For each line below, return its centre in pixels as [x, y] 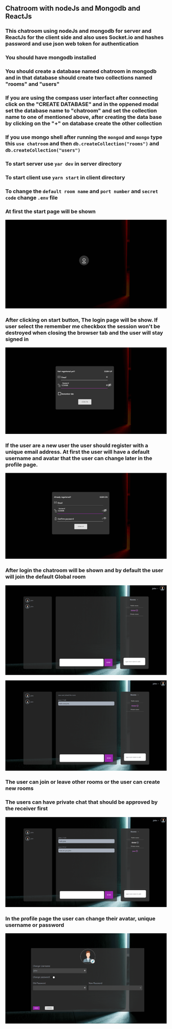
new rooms [19, 788]
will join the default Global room [46, 577]
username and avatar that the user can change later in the [79, 458]
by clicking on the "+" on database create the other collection [84, 123]
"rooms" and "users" [33, 84]
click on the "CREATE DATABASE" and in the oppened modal [82, 104]
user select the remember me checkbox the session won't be [83, 326]
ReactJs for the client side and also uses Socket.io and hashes [84, 37]
